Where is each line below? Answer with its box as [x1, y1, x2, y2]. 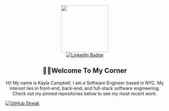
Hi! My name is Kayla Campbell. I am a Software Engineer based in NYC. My [6, 80, 164, 86]
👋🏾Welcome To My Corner [42, 66, 127, 75]
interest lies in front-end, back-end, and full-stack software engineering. [9, 85, 160, 91]
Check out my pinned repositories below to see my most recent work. [12, 90, 157, 96]
